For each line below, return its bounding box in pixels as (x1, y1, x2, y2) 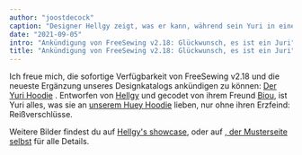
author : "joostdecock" (9, 13, 94, 22)
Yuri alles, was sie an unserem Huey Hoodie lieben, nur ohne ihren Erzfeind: (9, 99, 290, 110)
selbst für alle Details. (9, 136, 90, 147)
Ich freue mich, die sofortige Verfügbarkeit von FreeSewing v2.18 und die (9, 71, 280, 82)
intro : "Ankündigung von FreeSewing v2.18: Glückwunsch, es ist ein (9, 38, 271, 47)
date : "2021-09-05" (9, 30, 83, 39)
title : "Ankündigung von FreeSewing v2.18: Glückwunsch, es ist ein (9, 47, 271, 56)
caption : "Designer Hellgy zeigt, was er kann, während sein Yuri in (9, 22, 276, 30)
